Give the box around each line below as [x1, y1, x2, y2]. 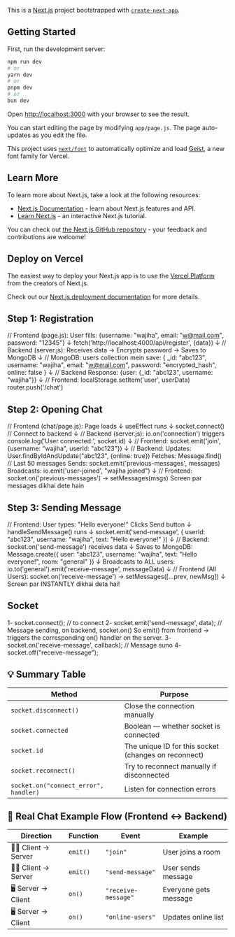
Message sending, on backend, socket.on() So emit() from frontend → [7, 626, 210, 634]
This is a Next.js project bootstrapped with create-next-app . [7, 6, 180, 14]
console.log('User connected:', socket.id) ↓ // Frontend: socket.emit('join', [7, 437, 221, 445]
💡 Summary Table [7, 668, 86, 680]
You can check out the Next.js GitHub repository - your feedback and [7, 225, 208, 234]
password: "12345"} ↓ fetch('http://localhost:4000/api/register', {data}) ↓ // [7, 338, 227, 347]
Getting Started [7, 26, 76, 38]
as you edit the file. [32, 131, 87, 139]
